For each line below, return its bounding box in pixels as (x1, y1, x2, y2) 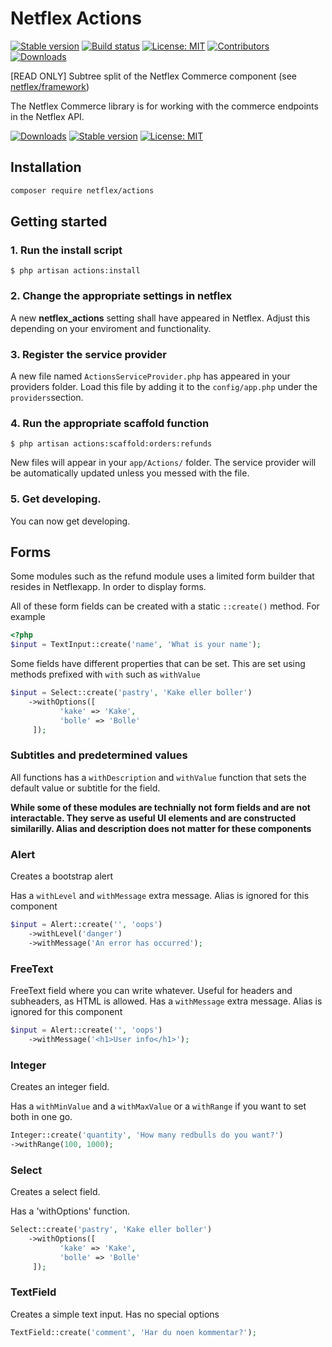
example (10, 611, 46, 623)
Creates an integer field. (10, 1081, 110, 1092)
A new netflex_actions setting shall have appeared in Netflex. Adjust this (10, 312, 311, 324)
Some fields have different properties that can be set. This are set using (10, 658, 306, 670)
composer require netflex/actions (10, 185, 155, 196)
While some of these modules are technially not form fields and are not (10, 801, 311, 813)
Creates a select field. (10, 1186, 101, 1198)
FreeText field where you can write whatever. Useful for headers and (10, 984, 293, 996)
